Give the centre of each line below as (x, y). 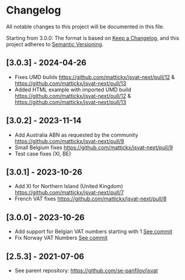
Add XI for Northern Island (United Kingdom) (69, 186)
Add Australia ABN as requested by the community (76, 135)
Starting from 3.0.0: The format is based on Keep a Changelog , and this (93, 38)
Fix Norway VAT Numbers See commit (61, 238)
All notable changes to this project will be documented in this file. (85, 27)
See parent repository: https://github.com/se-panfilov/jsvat (86, 271)
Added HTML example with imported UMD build (73, 90)
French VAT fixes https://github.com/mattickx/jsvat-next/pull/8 (90, 199)
